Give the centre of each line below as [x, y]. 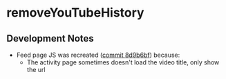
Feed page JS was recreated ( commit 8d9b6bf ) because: [98, 55]
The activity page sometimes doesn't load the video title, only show [123, 62]
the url [36, 70]
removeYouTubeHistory [75, 13]
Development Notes [50, 38]
